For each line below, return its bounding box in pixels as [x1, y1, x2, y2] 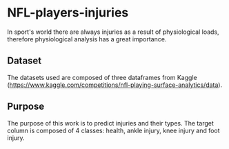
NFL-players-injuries [7, 5, 129, 21]
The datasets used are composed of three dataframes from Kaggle [7, 73, 198, 81]
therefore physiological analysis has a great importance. [7, 34, 167, 43]
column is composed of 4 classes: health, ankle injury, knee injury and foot [7, 126, 220, 135]
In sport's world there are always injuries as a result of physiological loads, [7, 28, 219, 36]
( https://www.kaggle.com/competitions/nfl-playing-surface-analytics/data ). [7, 81, 223, 89]
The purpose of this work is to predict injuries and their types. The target [7, 119, 214, 127]
